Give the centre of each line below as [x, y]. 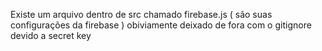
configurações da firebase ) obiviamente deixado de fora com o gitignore [161, 25]
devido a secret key [51, 35]
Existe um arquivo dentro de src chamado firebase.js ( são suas [141, 14]
